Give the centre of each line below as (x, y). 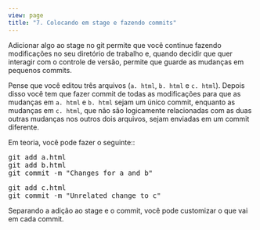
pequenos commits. (40, 70)
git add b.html (37, 165)
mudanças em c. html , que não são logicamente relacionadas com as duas (130, 110)
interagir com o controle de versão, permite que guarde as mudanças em (126, 62)
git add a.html (37, 157)
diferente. (24, 127)
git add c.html (37, 188)
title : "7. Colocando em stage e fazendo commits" (92, 23)
